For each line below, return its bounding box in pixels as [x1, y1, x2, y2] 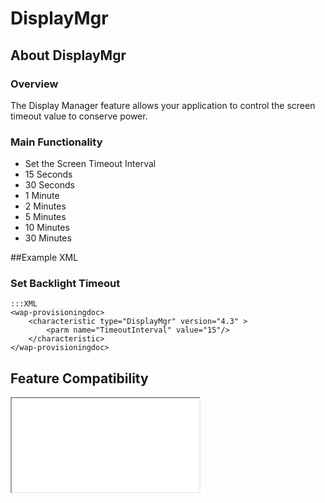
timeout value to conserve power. [10, 110, 148, 122]
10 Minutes [24, 222, 70, 234]
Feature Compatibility [10, 370, 149, 387]
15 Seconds [24, 168, 73, 181]
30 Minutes [24, 232, 72, 244]
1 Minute [24, 190, 60, 202]
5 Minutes [24, 211, 67, 223]
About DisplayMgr [10, 47, 127, 64]
